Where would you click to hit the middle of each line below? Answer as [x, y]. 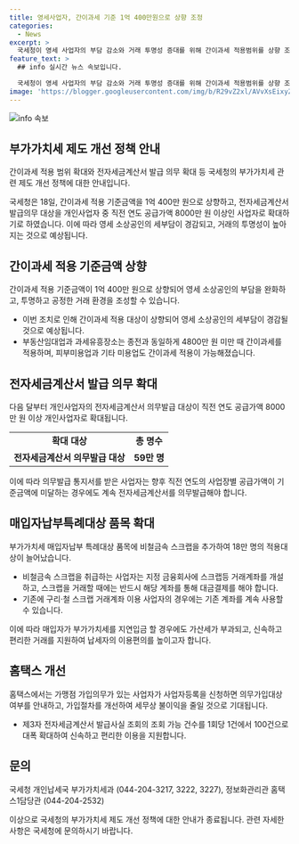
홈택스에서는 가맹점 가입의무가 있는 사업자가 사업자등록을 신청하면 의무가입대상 [146, 694]
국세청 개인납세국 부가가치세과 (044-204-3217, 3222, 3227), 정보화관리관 [139, 789]
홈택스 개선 [38, 671]
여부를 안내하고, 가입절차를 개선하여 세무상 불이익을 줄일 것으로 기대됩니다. [139, 705]
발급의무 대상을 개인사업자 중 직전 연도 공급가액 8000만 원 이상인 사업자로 [137, 213]
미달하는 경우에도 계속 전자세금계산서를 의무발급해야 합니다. [143, 493]
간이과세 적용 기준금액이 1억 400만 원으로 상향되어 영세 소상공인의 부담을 [136, 290]
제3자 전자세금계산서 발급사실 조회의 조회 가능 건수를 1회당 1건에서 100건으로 [155, 724]
